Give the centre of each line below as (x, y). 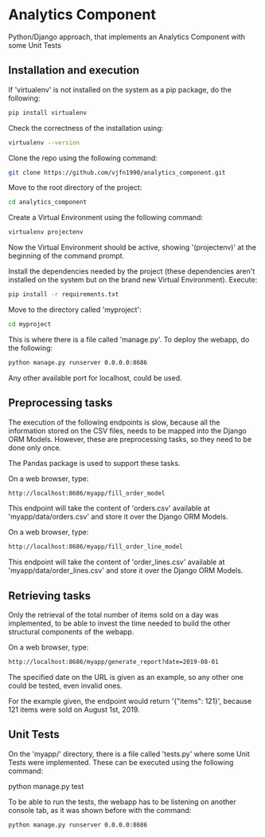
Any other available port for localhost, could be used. (95, 377)
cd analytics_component (48, 202)
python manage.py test (46, 786)
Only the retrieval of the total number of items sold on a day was (113, 615)
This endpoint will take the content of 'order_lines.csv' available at (117, 562)
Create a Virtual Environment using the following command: (106, 218)
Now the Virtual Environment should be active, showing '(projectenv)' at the (132, 247)
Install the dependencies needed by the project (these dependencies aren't (132, 271)
